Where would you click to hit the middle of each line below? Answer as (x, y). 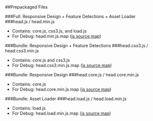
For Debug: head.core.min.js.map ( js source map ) (62, 89)
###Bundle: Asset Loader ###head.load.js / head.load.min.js (66, 99)
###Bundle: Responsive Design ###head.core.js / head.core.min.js (72, 75)
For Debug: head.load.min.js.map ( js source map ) (61, 113)
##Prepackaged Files (26, 7)
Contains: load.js (29, 108)
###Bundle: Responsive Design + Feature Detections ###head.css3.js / (76, 45)
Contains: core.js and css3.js (41, 60)
